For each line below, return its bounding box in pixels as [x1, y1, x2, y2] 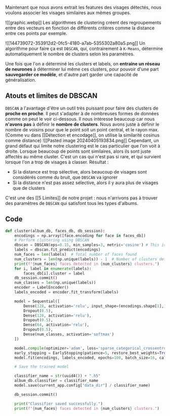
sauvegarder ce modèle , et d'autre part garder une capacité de [5, 72, 138, 78]
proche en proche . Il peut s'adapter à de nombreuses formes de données [5, 110, 159, 116]
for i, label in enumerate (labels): [14, 266, 92, 271]
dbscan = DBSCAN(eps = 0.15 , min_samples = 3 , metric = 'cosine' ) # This [14, 242, 159, 248]
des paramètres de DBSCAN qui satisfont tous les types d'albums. [5, 200, 139, 206]
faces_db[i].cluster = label [23, 271, 85, 276]
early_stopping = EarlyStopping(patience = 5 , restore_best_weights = [14, 350, 159, 356]
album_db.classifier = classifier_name [14, 378, 99, 384]
